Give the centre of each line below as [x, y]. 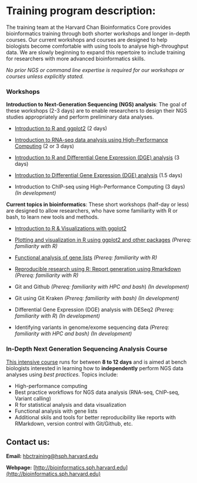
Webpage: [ [21, 468]
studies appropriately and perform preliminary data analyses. [80, 117]
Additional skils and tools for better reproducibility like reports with [95, 417]
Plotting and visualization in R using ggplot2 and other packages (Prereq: [103, 240]
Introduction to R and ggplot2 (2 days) [61, 129]
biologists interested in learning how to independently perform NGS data [95, 368]
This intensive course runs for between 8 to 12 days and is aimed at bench [96, 362]
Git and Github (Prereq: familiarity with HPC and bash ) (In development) [102, 287]
